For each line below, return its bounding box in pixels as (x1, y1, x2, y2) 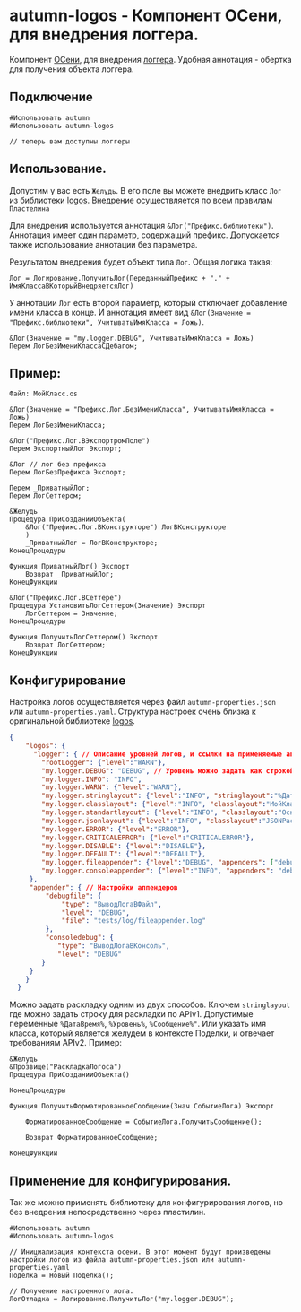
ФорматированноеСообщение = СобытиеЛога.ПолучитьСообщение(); (25, 1117, 262, 1126)
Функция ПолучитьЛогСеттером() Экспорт (9, 633, 159, 642)
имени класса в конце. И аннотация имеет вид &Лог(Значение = (9, 307, 252, 317)
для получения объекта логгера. (9, 64, 134, 74)
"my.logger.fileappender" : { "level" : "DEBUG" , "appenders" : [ (41, 858, 275, 867)
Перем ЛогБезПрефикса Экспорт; (9, 468, 126, 477)
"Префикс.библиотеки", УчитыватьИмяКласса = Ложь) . (9, 316, 204, 327)
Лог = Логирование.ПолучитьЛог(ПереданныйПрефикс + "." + (9, 274, 230, 282)
